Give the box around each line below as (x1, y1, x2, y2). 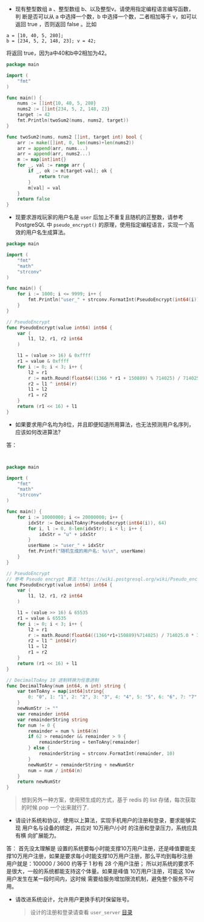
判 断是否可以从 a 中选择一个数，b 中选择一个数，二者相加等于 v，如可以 (15, 13, 197, 20)
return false (17, 196, 50, 202)
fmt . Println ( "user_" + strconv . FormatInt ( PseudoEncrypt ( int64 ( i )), (28, 297, 202, 303)
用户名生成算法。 (25, 229, 69, 236)
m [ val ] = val (28, 185, 61, 191)
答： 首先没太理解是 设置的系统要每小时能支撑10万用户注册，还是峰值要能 (6, 845, 191, 852)
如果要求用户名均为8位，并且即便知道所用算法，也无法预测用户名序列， (15, 421, 194, 428)
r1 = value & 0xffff (17, 358, 69, 364)
